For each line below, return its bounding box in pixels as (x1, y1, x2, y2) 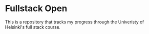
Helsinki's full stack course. (5, 24, 61, 30)
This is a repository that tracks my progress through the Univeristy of (5, 19, 144, 25)
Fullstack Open (5, 3, 67, 14)
